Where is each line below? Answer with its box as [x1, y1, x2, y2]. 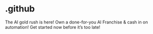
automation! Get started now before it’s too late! [5, 24, 101, 30]
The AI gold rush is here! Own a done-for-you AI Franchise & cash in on [5, 19, 148, 25]
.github [5, 3, 35, 14]
